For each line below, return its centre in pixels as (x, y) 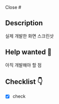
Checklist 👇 (24, 82)
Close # (13, 7)
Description (24, 23)
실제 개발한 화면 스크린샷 (29, 36)
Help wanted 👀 (28, 52)
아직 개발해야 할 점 (23, 65)
